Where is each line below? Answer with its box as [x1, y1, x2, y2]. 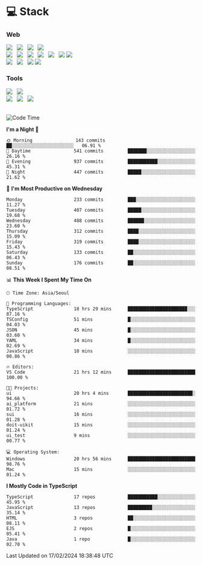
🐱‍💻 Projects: [6, 385, 39, 391]
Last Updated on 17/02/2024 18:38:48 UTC [6, 552, 113, 559]
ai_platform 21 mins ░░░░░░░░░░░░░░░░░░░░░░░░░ [6, 400, 196, 407]
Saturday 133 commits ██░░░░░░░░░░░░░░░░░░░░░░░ [6, 249, 196, 255]
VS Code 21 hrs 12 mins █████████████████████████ [6, 369, 196, 375]
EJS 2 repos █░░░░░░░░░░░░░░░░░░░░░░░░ [6, 525, 196, 531]
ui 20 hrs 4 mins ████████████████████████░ [6, 390, 196, 396]
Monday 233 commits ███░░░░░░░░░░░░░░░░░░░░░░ [6, 197, 196, 203]
